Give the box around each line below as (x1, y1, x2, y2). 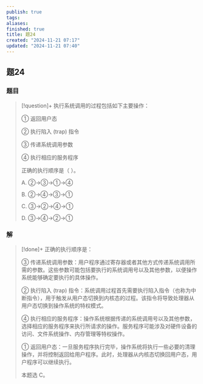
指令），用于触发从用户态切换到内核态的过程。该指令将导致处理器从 (26, 294, 194, 302)
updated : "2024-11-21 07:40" (6, 43, 80, 49)
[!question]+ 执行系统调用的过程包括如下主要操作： (21, 102, 150, 109)
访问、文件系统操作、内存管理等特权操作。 (21, 330, 128, 337)
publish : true (6, 9, 43, 15)
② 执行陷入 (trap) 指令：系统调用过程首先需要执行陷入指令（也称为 (21, 286, 191, 294)
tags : (6, 15, 20, 21)
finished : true (6, 26, 45, 32)
